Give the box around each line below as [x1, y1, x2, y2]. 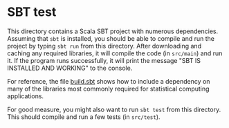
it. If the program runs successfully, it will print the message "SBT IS [7, 56, 201, 64]
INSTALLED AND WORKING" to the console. [7, 64, 133, 72]
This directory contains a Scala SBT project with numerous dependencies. [7, 27, 219, 35]
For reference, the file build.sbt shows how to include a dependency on [7, 77, 210, 85]
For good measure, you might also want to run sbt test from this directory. [7, 105, 221, 113]
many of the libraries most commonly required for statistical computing [7, 84, 210, 93]
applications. [7, 91, 44, 100]
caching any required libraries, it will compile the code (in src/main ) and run [7, 49, 223, 57]
